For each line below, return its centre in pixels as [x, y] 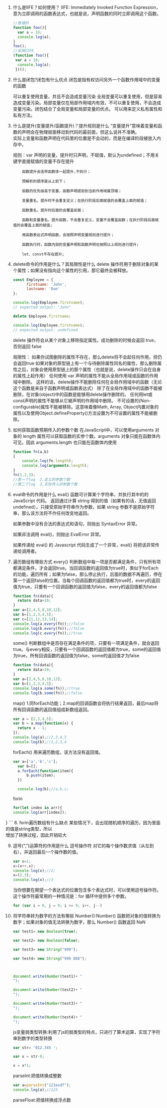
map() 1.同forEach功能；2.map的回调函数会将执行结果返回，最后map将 [85, 703]
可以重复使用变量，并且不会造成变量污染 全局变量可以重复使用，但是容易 [87, 96]
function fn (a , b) [31, 452]
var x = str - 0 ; [29, 1057]
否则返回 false [27, 346]
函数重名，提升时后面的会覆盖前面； [53, 210]
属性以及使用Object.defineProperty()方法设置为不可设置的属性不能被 [83, 413]
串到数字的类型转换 [33, 1038]
